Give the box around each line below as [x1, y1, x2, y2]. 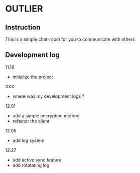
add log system [12, 137, 45, 143]
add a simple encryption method [12, 112, 80, 118]
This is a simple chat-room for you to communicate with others [5, 36, 135, 42]
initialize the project [12, 74, 54, 80]
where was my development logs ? [12, 93, 84, 99]
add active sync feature [12, 156, 62, 163]
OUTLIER [5, 3, 43, 15]
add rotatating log [12, 162, 50, 168]
